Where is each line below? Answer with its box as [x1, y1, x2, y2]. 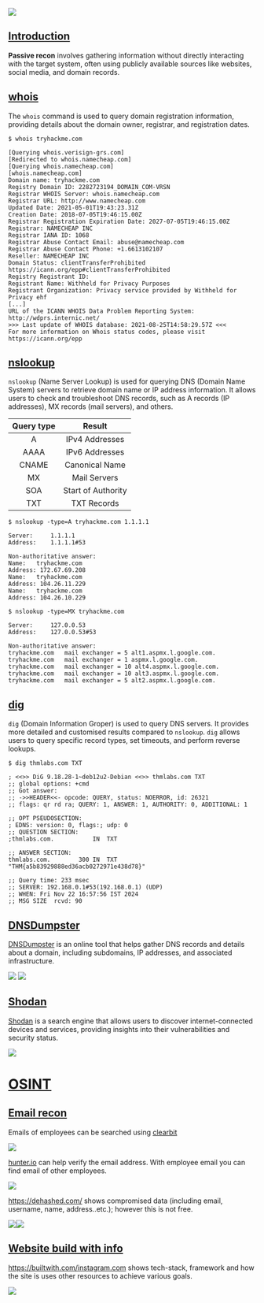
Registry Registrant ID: [8, 273, 90, 280]
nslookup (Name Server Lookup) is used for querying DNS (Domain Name [8, 377, 246, 386]
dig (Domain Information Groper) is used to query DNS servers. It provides [8, 719, 249, 729]
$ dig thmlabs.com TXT [8, 759, 82, 767]
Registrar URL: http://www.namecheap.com [8, 197, 146, 205]
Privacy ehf [8, 293, 47, 301]
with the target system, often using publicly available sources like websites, [8, 59, 252, 69]
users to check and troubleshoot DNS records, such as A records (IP [8, 394, 230, 403]
